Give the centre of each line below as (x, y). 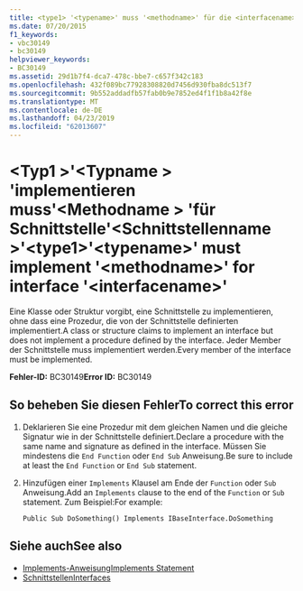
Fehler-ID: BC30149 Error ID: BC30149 (80, 376)
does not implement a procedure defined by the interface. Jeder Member (145, 340)
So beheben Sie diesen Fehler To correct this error (151, 406)
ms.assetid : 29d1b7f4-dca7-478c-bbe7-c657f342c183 (106, 77)
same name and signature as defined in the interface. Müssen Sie (144, 446)
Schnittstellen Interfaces (66, 577)
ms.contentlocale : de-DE (56, 110)
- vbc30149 (30, 43)
